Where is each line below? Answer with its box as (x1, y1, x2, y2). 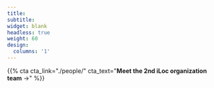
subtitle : (7, 16, 36, 23)
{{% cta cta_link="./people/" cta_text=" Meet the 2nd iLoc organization (7, 66, 207, 75)
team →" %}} (7, 74, 45, 82)
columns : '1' (13, 48, 51, 55)
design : (7, 42, 29, 48)
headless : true (7, 29, 51, 36)
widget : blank (7, 23, 48, 29)
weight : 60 (7, 35, 38, 42)
